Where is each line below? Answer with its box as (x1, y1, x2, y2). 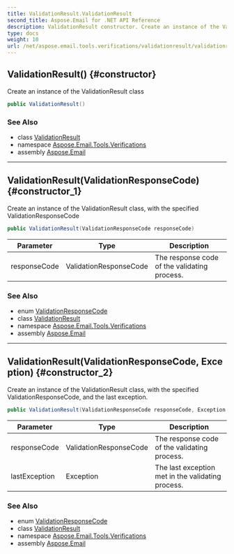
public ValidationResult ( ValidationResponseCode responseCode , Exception (7, 406, 226, 413)
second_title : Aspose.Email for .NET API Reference (7, 17, 160, 24)
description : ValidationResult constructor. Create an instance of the (7, 23, 219, 30)
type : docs (7, 29, 39, 37)
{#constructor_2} (36, 367, 114, 379)
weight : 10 (7, 36, 39, 43)
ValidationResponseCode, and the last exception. (7, 393, 148, 401)
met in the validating (155, 471, 221, 481)
